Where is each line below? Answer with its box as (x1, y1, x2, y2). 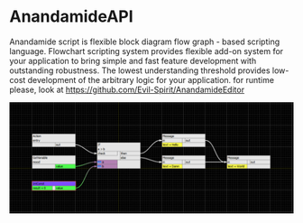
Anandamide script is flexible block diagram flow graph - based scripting (9, 36, 280, 47)
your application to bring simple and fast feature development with (9, 55, 257, 66)
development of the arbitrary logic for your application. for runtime (27, 74, 275, 85)
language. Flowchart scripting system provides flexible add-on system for (9, 45, 284, 56)
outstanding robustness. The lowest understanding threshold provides (9, 65, 271, 76)
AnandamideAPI (9, 6, 133, 27)
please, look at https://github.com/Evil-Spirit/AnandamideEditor (9, 84, 245, 95)
